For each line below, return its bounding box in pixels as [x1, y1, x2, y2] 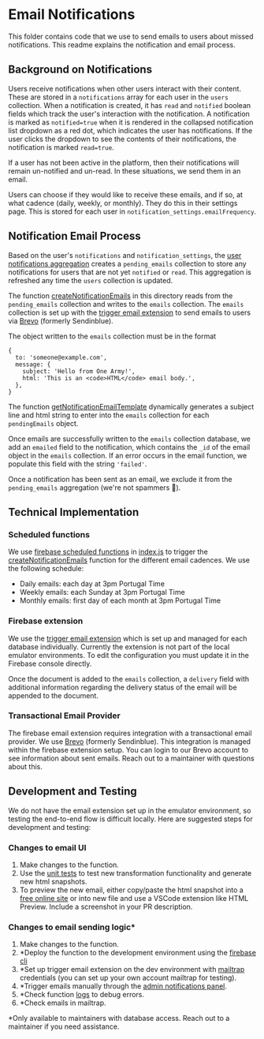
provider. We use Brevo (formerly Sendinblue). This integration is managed [8, 736, 251, 746]
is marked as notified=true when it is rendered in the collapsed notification [8, 117, 254, 127]
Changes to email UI [8, 842, 87, 853]
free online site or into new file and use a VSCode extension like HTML [19, 893, 249, 903]
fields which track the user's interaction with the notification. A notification [8, 109, 251, 118]
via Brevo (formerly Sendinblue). [8, 316, 114, 325]
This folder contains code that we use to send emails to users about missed [8, 32, 254, 41]
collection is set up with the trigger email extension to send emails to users [8, 308, 251, 317]
